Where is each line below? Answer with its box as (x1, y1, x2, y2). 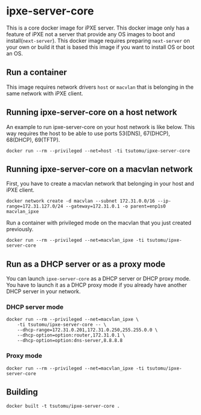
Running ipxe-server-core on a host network (6, 107, 177, 118)
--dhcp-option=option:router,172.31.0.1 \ (17, 332, 126, 338)
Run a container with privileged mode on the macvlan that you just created (6, 219, 192, 227)
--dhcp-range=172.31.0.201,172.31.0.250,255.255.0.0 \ (17, 327, 158, 333)
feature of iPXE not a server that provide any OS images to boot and (6, 30, 175, 37)
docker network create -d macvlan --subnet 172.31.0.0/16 (6, 198, 155, 204)
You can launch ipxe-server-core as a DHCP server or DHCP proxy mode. (6, 275, 191, 282)
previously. (6, 226, 34, 233)
